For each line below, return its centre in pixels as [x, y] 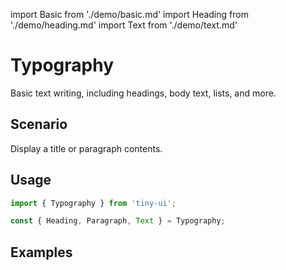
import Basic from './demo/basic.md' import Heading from [129, 14]
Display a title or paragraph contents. [86, 148]
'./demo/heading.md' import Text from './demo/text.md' [124, 25]
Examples [41, 252]
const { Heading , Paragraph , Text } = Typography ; [118, 221]
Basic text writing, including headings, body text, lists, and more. [143, 93]
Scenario [39, 124]
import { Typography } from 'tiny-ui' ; [93, 203]
